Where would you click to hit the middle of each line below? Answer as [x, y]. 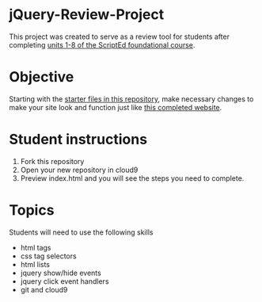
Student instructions [78, 140]
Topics [32, 210]
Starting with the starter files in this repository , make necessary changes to [131, 99]
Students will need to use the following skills [81, 232]
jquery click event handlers [65, 281]
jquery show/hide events [61, 273]
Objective [42, 77]
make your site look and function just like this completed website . [116, 107]
